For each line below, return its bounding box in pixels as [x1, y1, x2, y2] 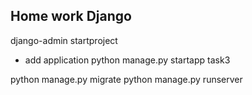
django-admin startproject [10, 34, 118, 46]
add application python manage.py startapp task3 [24, 54, 231, 66]
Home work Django [10, 8, 132, 25]
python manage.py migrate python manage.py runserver [10, 73, 243, 85]
